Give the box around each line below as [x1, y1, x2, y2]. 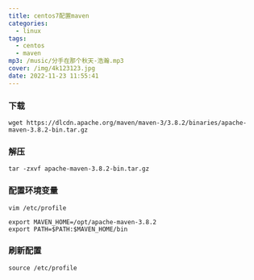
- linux [15, 27, 42, 35]
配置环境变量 [8, 185, 59, 196]
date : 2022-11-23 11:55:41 [8, 72, 99, 80]
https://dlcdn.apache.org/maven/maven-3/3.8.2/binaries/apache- [26, 119, 248, 127]
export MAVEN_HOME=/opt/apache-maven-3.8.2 [8, 218, 157, 226]
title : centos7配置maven [8, 11, 90, 20]
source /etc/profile [8, 264, 78, 272]
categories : [8, 19, 48, 27]
